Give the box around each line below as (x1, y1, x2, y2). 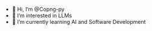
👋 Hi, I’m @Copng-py (11, 6, 65, 13)
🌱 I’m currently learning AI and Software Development (11, 18, 146, 25)
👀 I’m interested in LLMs (11, 12, 72, 19)
